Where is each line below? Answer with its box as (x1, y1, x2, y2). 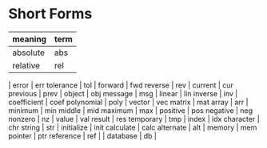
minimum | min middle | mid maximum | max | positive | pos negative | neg (8, 105, 253, 115)
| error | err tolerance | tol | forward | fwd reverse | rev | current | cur (8, 80, 233, 90)
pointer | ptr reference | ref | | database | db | (8, 130, 157, 140)
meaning (12, 33, 46, 45)
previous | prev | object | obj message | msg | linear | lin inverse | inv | (8, 88, 238, 98)
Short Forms (8, 5, 93, 23)
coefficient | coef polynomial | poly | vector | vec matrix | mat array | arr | (8, 97, 249, 107)
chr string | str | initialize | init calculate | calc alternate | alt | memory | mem (8, 123, 257, 132)
